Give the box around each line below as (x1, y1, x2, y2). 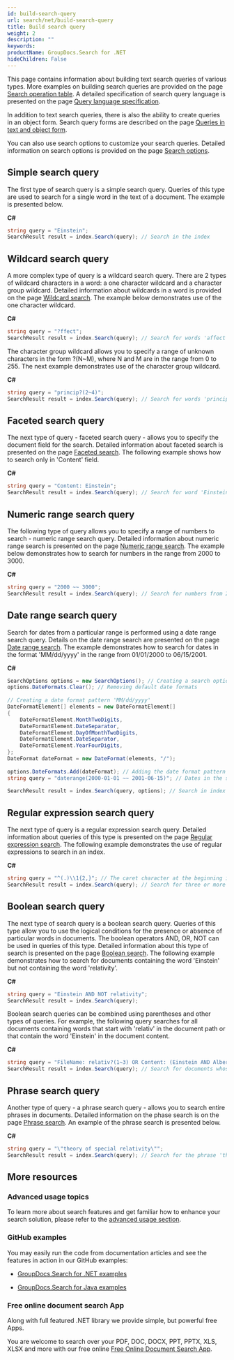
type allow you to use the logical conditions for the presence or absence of (7, 926, 223, 935)
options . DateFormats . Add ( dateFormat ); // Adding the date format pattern (7, 768, 226, 775)
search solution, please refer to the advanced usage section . (7, 1215, 182, 1224)
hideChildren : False (7, 56, 68, 63)
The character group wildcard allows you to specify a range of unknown (7, 347, 214, 355)
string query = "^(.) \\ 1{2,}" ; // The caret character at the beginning (7, 875, 223, 882)
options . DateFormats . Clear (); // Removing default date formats (7, 683, 198, 691)
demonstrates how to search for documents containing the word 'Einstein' (7, 956, 220, 964)
